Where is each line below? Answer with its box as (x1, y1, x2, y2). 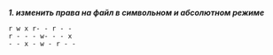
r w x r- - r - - (8, 24, 73, 33)
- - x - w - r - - (8, 39, 76, 48)
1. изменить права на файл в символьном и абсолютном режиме (8, 8, 265, 17)
